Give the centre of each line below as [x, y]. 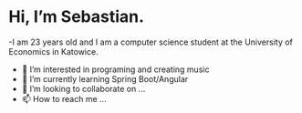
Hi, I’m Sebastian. [77, 17]
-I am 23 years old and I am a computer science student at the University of [151, 42]
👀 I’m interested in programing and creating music [115, 69]
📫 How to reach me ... [64, 98]
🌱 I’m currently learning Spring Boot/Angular [105, 78]
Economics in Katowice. [53, 51]
